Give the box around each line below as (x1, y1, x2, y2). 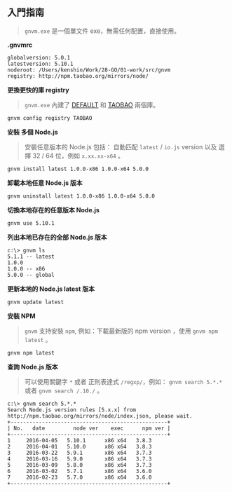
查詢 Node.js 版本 (7, 362, 58, 371)
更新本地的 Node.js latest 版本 (7, 285, 95, 293)
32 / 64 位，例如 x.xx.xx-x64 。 (32, 151, 125, 160)
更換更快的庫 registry (7, 86, 69, 94)
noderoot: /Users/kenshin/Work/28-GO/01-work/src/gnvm (7, 66, 171, 74)
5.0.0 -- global (7, 271, 55, 278)
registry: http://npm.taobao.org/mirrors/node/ (7, 72, 149, 79)
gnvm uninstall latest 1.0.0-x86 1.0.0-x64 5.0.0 (7, 192, 156, 200)
